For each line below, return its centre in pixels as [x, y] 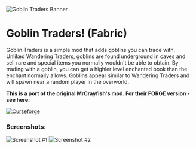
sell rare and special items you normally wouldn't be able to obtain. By [92, 62]
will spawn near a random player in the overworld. [68, 81]
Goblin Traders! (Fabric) [67, 34]
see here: [18, 99]
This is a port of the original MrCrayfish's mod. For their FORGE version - [98, 93]
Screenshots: [26, 127]
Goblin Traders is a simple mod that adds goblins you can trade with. [91, 50]
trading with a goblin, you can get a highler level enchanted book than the [97, 69]
